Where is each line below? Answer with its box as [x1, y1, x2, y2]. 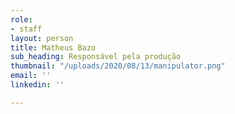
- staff [10, 24, 43, 34]
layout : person [10, 33, 74, 43]
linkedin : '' [10, 80, 65, 90]
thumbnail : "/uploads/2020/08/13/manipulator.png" [10, 61, 226, 71]
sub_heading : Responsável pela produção [10, 52, 182, 62]
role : [10, 14, 33, 25]
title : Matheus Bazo [10, 42, 97, 53]
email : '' [10, 71, 52, 81]
